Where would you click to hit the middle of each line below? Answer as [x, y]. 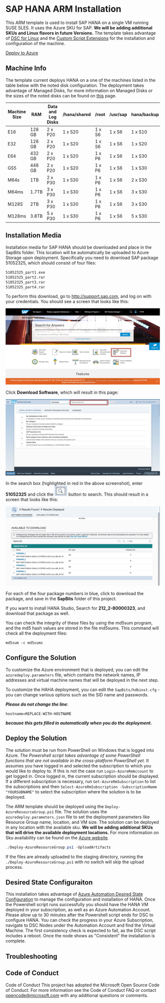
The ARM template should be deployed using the [55, 806]
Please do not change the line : [37, 704]
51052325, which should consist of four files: [51, 263]
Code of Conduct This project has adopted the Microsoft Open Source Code [82, 985]
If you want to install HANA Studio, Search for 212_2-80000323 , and [75, 608]
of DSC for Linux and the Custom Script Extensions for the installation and [80, 38]
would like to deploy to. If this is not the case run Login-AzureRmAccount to [80, 771]
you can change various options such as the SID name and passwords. [77, 694]
